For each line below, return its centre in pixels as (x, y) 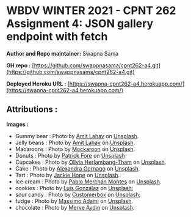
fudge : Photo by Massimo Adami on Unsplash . (74, 201)
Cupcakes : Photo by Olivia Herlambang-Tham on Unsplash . (91, 162)
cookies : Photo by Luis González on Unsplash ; (74, 188)
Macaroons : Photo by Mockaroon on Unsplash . (75, 149)
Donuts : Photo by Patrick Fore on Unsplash (70, 155)
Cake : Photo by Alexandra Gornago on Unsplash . (77, 168)
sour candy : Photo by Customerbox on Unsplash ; (78, 194)
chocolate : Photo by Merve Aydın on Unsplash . (75, 207)
